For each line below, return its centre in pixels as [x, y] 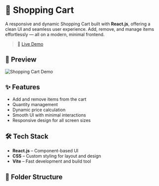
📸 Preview [21, 60]
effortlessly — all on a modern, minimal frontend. [55, 34]
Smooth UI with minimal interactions [49, 115]
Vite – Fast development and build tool [52, 161]
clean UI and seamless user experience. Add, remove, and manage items [80, 29]
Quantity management [35, 104]
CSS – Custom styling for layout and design [57, 156]
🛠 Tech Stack [27, 136]
